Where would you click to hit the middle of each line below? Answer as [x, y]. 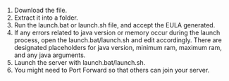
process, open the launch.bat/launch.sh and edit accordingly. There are [118, 40]
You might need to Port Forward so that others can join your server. [112, 70]
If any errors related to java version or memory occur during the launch [117, 32]
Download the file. [41, 10]
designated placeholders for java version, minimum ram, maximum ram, [118, 48]
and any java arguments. [50, 55]
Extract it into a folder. [46, 18]
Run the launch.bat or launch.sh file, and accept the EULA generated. [114, 25]
